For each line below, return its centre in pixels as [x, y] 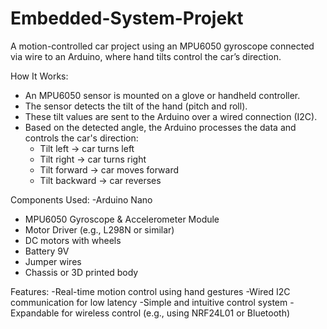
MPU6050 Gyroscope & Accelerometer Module [122, 219]
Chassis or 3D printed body [81, 272]
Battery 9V [47, 251]
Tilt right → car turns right [93, 159]
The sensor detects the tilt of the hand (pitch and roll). [136, 106]
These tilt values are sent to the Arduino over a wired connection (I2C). [171, 116]
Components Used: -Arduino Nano [81, 199]
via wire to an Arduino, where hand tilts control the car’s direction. [146, 56]
